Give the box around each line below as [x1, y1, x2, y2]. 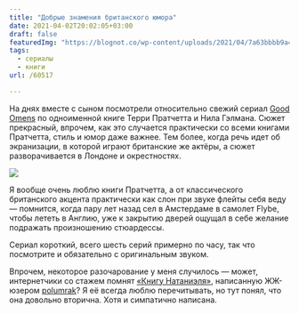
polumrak [41, 285, 77, 295]
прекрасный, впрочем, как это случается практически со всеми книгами [9, 122, 290, 133]
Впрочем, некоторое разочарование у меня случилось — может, [9, 266, 258, 277]
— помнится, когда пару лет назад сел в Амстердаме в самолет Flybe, [9, 203, 280, 213]
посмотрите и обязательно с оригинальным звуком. [9, 248, 209, 259]
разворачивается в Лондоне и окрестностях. [9, 150, 182, 161]
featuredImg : [9, 37, 58, 47]
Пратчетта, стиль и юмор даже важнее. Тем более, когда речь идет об [9, 131, 280, 142]
